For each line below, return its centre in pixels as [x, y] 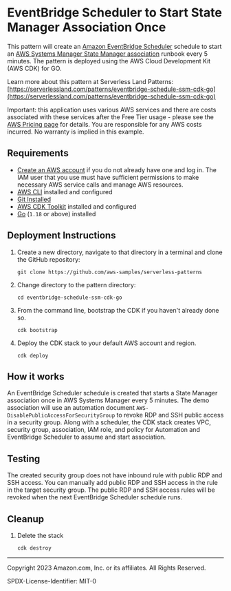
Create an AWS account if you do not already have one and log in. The [117, 169]
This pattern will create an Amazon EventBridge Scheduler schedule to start [114, 46]
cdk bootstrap [37, 330]
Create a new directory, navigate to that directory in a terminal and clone [120, 252]
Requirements [38, 153]
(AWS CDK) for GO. [34, 68]
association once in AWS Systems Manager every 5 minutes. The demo [108, 400]
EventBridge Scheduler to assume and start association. [87, 437]
